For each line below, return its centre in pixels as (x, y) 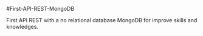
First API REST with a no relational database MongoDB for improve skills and (102, 20)
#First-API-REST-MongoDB (40, 9)
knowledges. (22, 27)
